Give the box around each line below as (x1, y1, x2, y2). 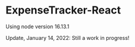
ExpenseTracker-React (5, 4, 121, 17)
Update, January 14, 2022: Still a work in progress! (5, 34, 130, 41)
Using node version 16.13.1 (5, 23, 70, 30)
